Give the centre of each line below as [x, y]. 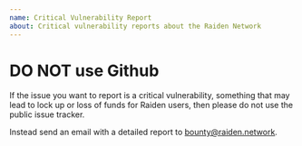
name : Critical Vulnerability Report [81, 18]
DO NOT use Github [84, 71]
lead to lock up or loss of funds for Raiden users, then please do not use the [151, 105]
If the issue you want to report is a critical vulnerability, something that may [150, 96]
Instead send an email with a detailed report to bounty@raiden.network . [144, 132]
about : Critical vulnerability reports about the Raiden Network [135, 26]
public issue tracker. [47, 114]
